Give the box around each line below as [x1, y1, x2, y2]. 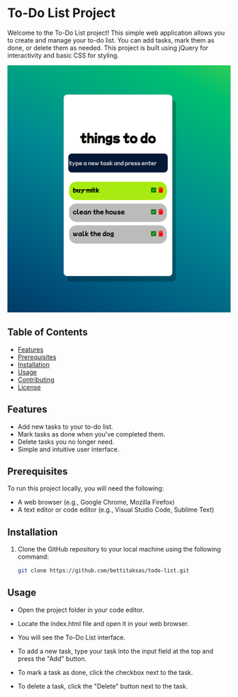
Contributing [17, 375, 55, 384]
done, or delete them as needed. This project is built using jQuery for [7, 43, 209, 52]
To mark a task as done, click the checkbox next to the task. [17, 668, 193, 676]
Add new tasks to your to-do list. [17, 422, 113, 431]
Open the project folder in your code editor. [17, 605, 144, 614]
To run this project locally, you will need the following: [7, 484, 164, 493]
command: [17, 552, 50, 561]
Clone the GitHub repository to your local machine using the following [17, 545, 221, 554]
